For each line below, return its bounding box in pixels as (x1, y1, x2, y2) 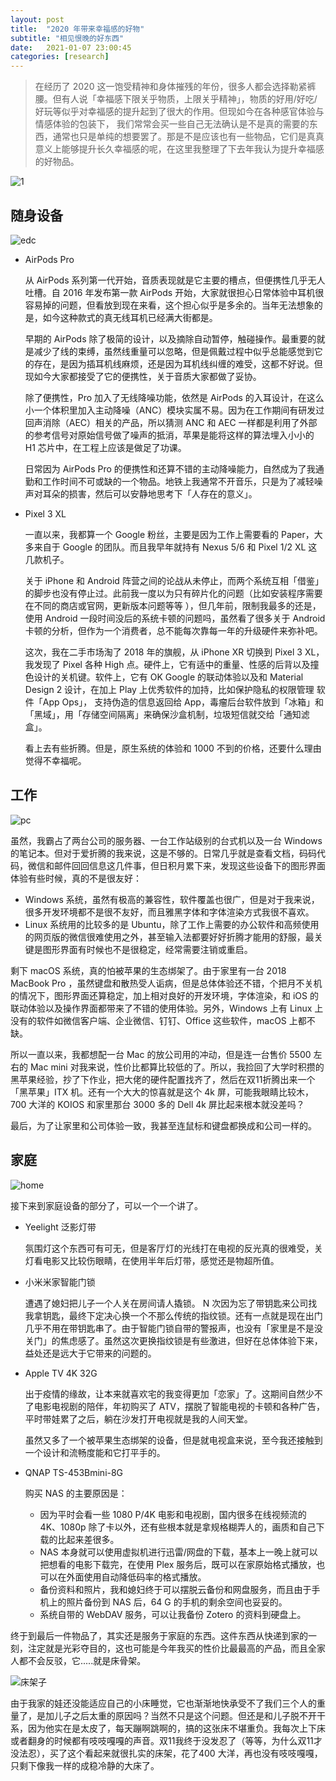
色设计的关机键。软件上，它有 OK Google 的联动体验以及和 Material (24, 671, 304, 683)
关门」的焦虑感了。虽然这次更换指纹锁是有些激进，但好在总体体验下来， (24, 1334, 323, 1346)
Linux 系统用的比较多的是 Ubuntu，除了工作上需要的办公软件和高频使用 (24, 918, 320, 930)
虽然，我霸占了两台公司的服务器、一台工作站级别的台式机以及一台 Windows (10, 834, 323, 846)
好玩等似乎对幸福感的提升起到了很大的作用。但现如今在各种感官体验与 (34, 106, 325, 118)
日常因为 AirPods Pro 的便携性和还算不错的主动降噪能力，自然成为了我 (24, 462, 316, 475)
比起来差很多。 (57, 1533, 120, 1545)
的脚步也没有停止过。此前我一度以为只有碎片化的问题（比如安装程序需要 (24, 587, 323, 599)
